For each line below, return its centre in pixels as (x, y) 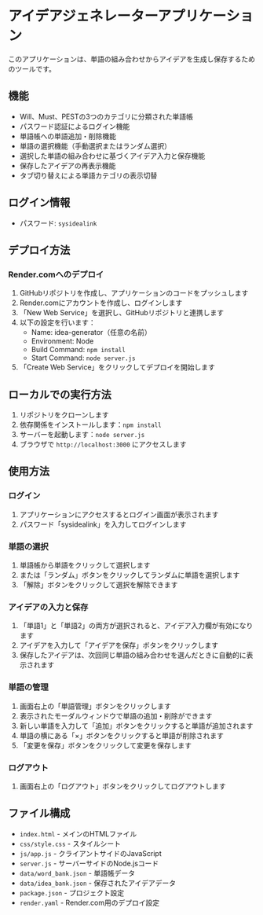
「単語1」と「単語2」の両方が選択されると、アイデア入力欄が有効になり (136, 626)
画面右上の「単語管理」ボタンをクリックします (95, 706)
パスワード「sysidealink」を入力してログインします (103, 524)
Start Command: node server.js (83, 358)
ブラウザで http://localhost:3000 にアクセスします (103, 444)
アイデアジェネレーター (83, 16)
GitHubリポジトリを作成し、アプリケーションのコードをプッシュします (134, 293)
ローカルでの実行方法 (60, 394)
